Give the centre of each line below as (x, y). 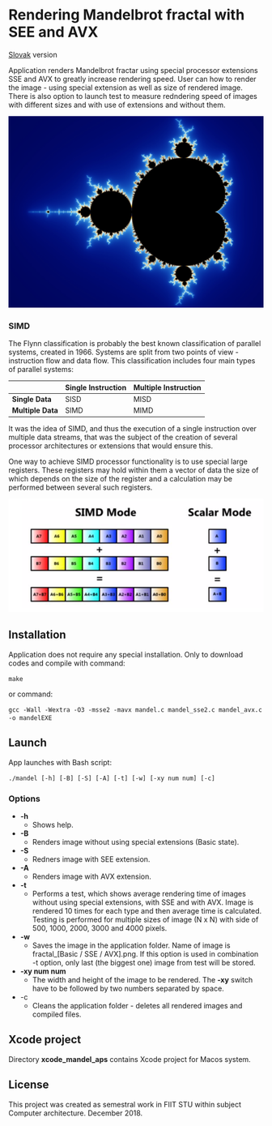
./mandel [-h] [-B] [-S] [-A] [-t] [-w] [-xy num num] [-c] (112, 778)
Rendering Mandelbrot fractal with (127, 15)
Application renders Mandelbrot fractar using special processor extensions (133, 70)
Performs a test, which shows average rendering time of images (139, 894)
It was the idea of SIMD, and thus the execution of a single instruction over (133, 428)
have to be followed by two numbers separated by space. (128, 988)
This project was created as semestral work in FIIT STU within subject (125, 1104)
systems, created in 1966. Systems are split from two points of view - (123, 352)
